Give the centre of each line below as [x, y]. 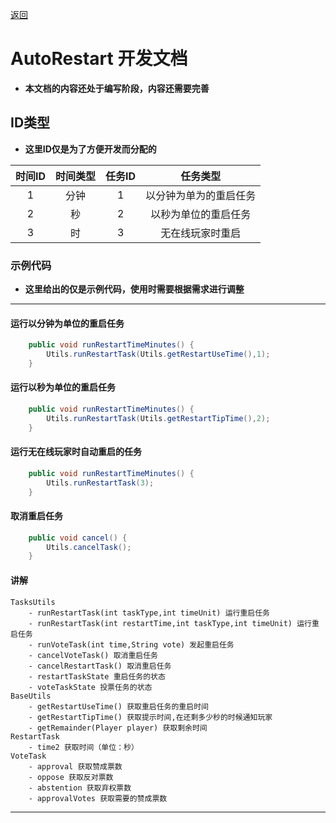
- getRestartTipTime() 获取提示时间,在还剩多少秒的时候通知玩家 [150, 717]
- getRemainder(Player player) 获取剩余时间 [118, 728]
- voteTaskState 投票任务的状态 [90, 687]
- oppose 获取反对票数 [71, 777]
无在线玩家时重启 [201, 233]
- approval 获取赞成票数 [75, 766]
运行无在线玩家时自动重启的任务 [76, 452]
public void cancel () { [78, 538]
